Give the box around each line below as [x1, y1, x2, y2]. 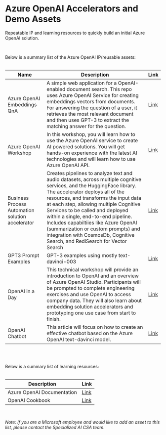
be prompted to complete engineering [46, 285, 135, 292]
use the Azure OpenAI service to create [46, 137, 138, 144]
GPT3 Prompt [7, 252, 40, 259]
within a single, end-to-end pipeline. [46, 213, 132, 220]
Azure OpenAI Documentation [7, 389, 78, 395]
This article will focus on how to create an [46, 323, 143, 330]
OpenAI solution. [5, 35, 40, 41]
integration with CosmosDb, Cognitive [46, 231, 135, 238]
